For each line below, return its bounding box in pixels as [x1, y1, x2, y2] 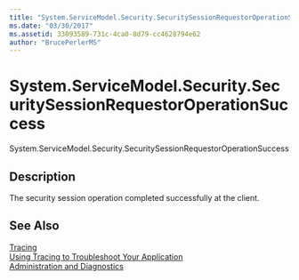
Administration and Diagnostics [9, 260, 125, 271]
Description [9, 169, 76, 184]
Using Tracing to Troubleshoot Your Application [9, 251, 183, 262]
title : [9, 12, 34, 22]
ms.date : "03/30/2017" [9, 21, 93, 30]
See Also [9, 219, 60, 234]
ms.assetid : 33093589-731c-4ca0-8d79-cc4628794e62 [9, 29, 201, 38]
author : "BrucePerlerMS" [9, 37, 101, 47]
